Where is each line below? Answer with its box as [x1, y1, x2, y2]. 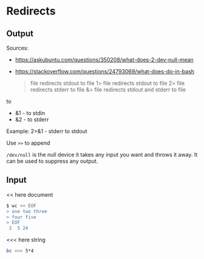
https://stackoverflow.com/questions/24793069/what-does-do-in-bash [15, 68, 195, 75]
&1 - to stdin [15, 110, 46, 116]
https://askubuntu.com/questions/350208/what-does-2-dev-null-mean [15, 56, 194, 63]
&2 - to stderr [15, 116, 49, 123]
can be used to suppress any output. [6, 157, 98, 165]
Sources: [6, 44, 29, 51]
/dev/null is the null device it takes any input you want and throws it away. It [6, 151, 198, 158]
